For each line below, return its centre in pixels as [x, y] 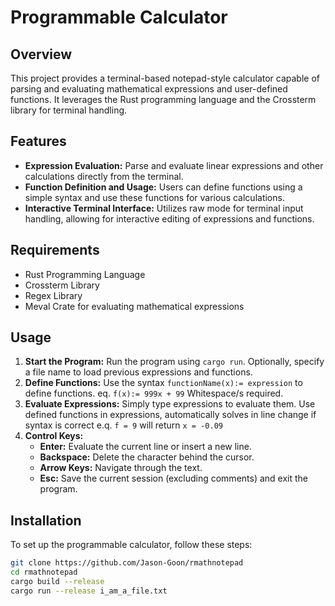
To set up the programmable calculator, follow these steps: [131, 545]
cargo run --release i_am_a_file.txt [89, 591]
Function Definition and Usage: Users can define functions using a [163, 187]
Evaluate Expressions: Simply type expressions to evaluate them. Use [170, 404]
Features [38, 141]
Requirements [55, 250]
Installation [46, 520]
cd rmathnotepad [44, 572]
